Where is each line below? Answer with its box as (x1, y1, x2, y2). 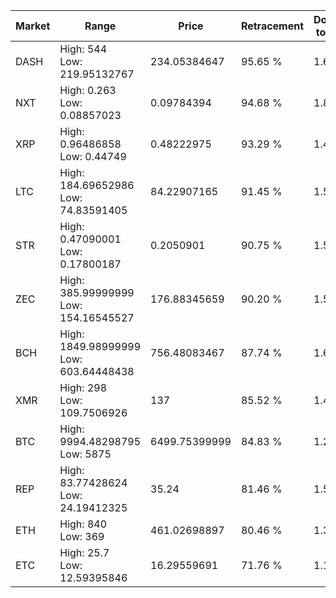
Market (15, 19, 51, 33)
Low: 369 (59, 530, 105, 543)
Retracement (240, 19, 305, 33)
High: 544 (59, 42, 108, 56)
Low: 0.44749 (59, 150, 127, 163)
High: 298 (59, 381, 108, 394)
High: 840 (59, 517, 108, 531)
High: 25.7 (59, 546, 110, 559)
